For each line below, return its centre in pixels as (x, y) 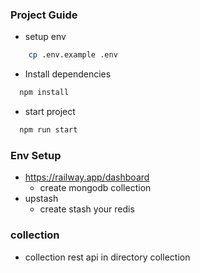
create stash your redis (87, 209)
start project (50, 112)
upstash (41, 199)
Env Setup (36, 155)
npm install (44, 93)
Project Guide (44, 15)
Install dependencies (68, 74)
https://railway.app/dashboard (87, 177)
